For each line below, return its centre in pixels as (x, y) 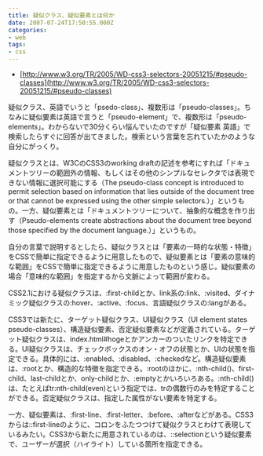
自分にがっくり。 (36, 146)
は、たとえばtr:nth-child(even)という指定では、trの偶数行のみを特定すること (131, 388)
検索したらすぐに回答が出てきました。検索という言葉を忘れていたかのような (131, 137)
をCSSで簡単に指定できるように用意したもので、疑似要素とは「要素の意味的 (132, 257)
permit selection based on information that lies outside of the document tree (131, 192)
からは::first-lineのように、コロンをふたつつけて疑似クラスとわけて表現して (130, 424)
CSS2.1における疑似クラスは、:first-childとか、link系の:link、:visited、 (122, 293)
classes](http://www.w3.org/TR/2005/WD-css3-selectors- (114, 82)
